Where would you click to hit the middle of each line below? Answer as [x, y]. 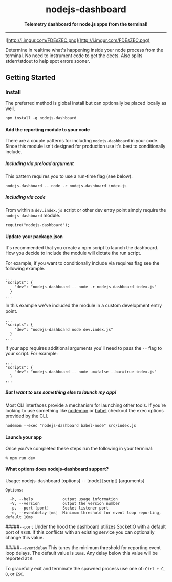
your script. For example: [31, 354]
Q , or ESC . [15, 574]
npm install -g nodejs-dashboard [41, 118]
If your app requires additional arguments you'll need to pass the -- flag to [84, 348]
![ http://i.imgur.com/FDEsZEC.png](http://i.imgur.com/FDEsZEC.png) [78, 40]
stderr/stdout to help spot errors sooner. [48, 61]
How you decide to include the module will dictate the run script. [73, 253]
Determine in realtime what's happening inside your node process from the [84, 50]
